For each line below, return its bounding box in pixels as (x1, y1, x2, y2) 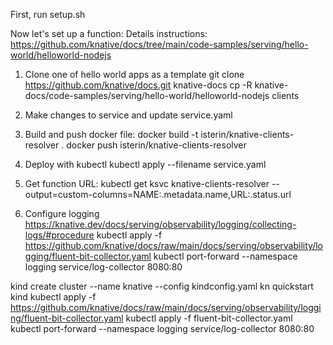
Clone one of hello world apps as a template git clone (24, 69, 245, 80)
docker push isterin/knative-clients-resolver (66, 139, 247, 151)
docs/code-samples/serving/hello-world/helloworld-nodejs (24, 90, 270, 101)
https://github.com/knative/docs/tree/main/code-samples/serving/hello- (10, 39, 309, 50)
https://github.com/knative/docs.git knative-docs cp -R (24, 79, 253, 91)
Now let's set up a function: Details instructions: (10, 28, 208, 39)
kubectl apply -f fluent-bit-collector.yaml (125, 312, 293, 324)
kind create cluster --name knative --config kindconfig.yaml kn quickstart (10, 280, 314, 292)
